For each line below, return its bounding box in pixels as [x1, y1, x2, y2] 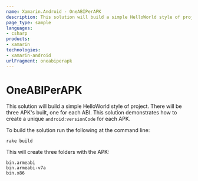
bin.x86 [6, 170, 25, 176]
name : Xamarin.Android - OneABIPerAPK [6, 8, 101, 15]
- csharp [6, 31, 28, 37]
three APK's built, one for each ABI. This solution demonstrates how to [6, 109, 177, 116]
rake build [6, 138, 33, 144]
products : [6, 36, 31, 42]
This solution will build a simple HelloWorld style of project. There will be [6, 103, 182, 110]
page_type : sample [6, 19, 51, 25]
